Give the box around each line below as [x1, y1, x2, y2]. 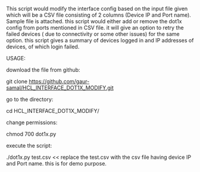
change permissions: [6, 119, 58, 126]
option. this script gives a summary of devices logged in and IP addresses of [6, 37, 194, 44]
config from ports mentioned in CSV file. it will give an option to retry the [6, 24, 184, 31]
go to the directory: [6, 96, 54, 103]
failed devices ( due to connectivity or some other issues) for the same [6, 30, 180, 38]
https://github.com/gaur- [29, 78, 90, 85]
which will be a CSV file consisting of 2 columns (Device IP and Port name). [6, 11, 192, 19]
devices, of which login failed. [6, 43, 80, 50]
